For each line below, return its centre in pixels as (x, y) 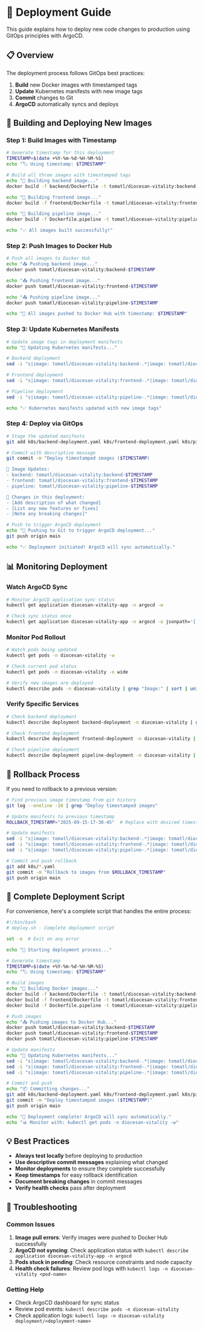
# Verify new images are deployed (50, 683)
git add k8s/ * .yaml (31, 866)
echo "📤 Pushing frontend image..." (53, 280)
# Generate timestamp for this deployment (60, 153)
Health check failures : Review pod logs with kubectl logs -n (91, 1269)
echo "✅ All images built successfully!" (60, 230)
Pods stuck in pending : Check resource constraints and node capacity (103, 1262)
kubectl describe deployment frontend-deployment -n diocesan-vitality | (101, 739)
